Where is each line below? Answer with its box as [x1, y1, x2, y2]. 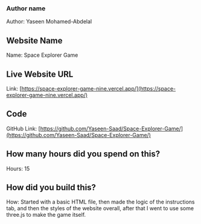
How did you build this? [6, 182, 97, 193]
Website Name [6, 35, 63, 46]
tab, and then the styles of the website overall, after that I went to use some [6, 205, 194, 212]
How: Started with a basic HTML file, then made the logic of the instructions [6, 198, 195, 206]
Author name [6, 4, 46, 13]
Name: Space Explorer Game [6, 51, 78, 59]
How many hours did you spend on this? [6, 149, 161, 159]
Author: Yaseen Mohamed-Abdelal [6, 18, 92, 25]
